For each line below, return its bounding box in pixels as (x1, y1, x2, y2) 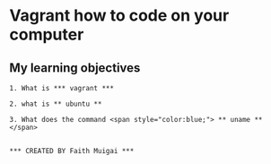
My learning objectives (9, 60, 141, 75)
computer (9, 24, 84, 45)
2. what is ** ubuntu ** (9, 99, 102, 108)
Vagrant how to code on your (9, 5, 230, 26)
